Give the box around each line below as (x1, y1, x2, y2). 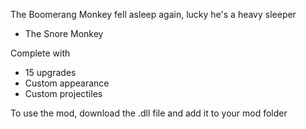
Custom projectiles (24, 88, 103, 99)
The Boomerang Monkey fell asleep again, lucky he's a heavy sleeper (10, 9, 297, 20)
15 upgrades (24, 67, 77, 78)
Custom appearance (24, 77, 110, 89)
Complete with (10, 47, 71, 59)
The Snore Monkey (24, 28, 104, 39)
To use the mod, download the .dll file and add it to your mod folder (10, 107, 288, 119)
